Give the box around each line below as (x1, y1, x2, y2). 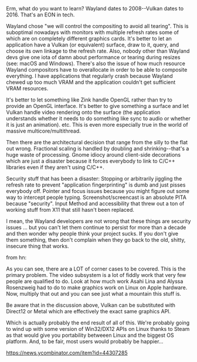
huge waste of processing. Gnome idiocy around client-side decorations (6, 151, 181, 158)
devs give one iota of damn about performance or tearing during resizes (6, 54, 181, 60)
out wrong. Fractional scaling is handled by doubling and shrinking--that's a (6, 145, 189, 152)
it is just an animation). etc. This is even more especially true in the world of (6, 121, 189, 128)
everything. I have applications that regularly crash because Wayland (6, 73, 173, 79)
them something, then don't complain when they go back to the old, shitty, (6, 236, 186, 243)
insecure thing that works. (6, 243, 69, 249)
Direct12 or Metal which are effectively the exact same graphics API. (6, 308, 171, 314)
